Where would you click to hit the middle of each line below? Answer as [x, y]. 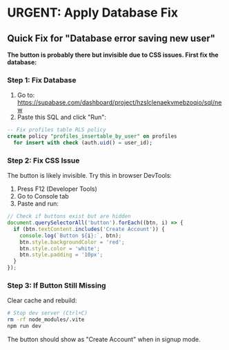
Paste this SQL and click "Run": [62, 117]
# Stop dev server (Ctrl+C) [48, 313]
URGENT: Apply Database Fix [92, 13]
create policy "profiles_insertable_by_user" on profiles [92, 136]
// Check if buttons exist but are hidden [69, 217]
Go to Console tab [43, 196]
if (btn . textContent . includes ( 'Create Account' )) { [89, 229]
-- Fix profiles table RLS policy [57, 130]
